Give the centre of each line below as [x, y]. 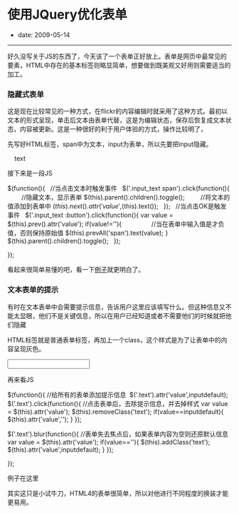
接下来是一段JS [30, 173]
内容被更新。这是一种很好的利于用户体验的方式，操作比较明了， [113, 129]
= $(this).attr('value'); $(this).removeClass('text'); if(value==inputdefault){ [116, 412]
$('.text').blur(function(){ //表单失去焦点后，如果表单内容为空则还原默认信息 [118, 434]
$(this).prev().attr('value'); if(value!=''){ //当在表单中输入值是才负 [116, 224]
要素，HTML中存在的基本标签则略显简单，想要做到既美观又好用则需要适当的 [119, 65]
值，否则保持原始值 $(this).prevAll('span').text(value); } [88, 233]
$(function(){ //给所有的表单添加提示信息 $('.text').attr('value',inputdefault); [118, 395]
